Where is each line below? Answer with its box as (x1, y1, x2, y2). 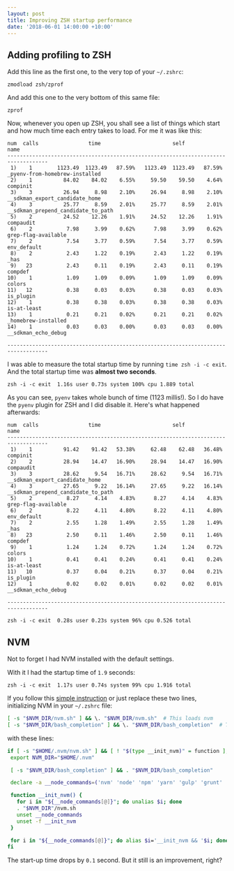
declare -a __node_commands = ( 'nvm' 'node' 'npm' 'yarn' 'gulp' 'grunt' (10, 779, 223, 786)
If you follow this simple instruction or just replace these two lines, (7, 694, 197, 702)
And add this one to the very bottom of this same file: (7, 94, 160, 102)
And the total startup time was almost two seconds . (7, 367, 157, 376)
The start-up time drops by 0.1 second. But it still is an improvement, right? (7, 856, 223, 865)
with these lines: (7, 734, 54, 742)
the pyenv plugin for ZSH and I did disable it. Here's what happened (7, 401, 200, 409)
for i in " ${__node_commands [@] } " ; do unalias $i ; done (16, 798, 182, 805)
